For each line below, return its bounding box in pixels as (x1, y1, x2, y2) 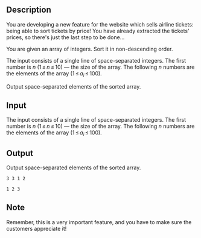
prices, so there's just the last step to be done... (6, 33, 125, 41)
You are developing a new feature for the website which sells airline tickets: (6, 20, 194, 28)
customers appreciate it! (6, 225, 67, 232)
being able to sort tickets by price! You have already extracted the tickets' (6, 27, 190, 34)
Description (6, 5, 51, 15)
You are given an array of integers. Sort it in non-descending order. (6, 45, 173, 52)
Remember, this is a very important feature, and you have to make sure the (6, 218, 192, 225)
